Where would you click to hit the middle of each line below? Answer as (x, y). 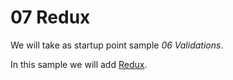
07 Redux (50, 17)
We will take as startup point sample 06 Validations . (117, 45)
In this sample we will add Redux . (79, 64)
